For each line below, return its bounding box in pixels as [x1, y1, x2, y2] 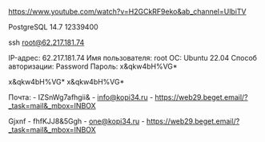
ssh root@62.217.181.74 [8, 37, 85, 47]
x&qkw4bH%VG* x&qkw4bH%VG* [8, 77, 125, 86]
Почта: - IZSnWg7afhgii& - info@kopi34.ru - [8, 93, 154, 102]
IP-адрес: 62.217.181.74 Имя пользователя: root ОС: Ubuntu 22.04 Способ [8, 53, 258, 62]
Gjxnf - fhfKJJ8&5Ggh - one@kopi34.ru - [8, 116, 146, 126]
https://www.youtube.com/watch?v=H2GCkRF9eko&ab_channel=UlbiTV [8, 7, 247, 16]
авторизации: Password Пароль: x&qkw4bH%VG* [8, 61, 178, 71]
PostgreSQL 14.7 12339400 [8, 22, 98, 31]
